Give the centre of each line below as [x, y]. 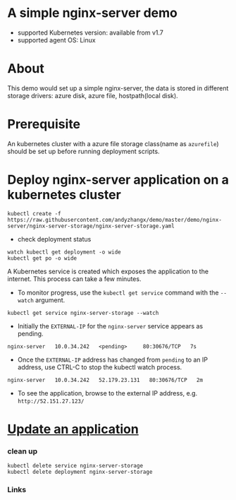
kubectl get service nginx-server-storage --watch [83, 313]
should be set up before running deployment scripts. [83, 151]
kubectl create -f [34, 213]
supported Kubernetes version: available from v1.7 [91, 32]
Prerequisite [44, 124]
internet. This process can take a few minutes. [74, 279]
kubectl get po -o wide [42, 258]
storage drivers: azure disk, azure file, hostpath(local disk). [93, 95]
